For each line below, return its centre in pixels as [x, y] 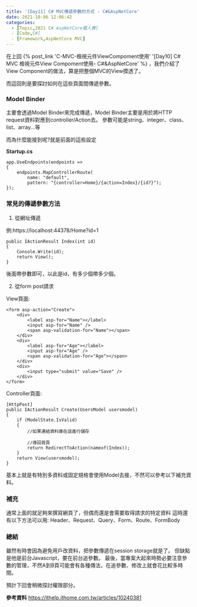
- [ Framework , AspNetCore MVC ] [48, 39]
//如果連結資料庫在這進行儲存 [59, 431]
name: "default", [48, 178]
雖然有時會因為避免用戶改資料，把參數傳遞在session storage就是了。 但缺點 [98, 551]
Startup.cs [19, 152]
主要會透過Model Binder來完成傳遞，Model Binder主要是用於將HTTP [89, 113]
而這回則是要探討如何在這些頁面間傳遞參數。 [60, 83]
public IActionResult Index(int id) [51, 242]
